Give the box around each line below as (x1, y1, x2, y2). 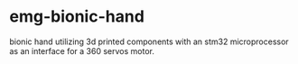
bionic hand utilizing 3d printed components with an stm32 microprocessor (9, 36, 289, 47)
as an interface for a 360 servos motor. (9, 45, 155, 56)
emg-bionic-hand (9, 6, 144, 27)
